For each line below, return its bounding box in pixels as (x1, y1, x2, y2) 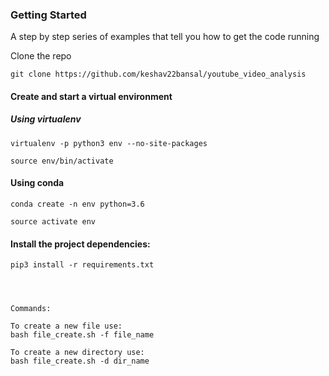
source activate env (10, 217, 97, 227)
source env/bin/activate (10, 156, 114, 166)
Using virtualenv (10, 113, 82, 125)
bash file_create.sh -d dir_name (10, 356, 150, 367)
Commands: (10, 304, 52, 314)
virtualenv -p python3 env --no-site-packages (10, 138, 208, 148)
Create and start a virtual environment (10, 90, 173, 102)
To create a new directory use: (10, 348, 145, 358)
